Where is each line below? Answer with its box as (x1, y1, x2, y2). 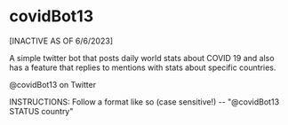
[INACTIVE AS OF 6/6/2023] (9, 35, 114, 46)
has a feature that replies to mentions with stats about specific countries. (9, 62, 276, 73)
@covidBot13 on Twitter (9, 79, 96, 90)
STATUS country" (9, 105, 74, 116)
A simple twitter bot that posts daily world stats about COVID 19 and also (9, 52, 275, 63)
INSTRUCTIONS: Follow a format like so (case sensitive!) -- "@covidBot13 (9, 96, 280, 107)
